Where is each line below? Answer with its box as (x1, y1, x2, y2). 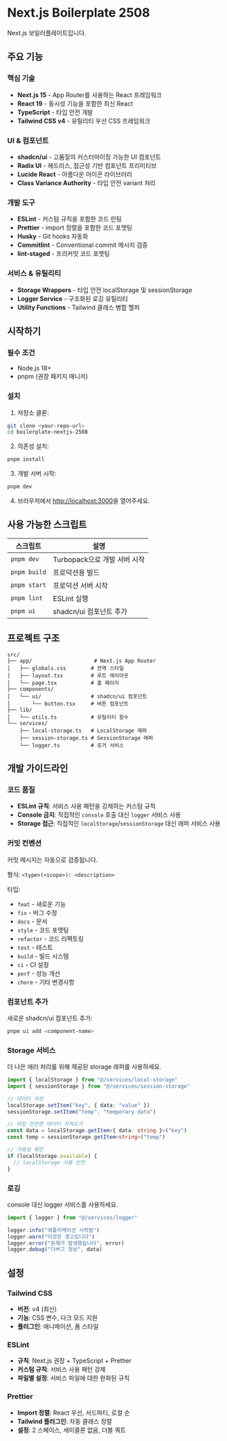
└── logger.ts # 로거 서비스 (19, 742, 125, 749)
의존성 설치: (17, 442, 50, 450)
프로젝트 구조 (7, 633, 60, 645)
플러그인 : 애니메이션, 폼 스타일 (17, 1322, 99, 1330)
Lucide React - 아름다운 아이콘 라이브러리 (17, 170, 133, 178)
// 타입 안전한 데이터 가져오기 (7, 1120, 83, 1128)
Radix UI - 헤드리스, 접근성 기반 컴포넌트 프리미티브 (17, 161, 157, 169)
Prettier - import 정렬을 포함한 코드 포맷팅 (17, 223, 133, 232)
